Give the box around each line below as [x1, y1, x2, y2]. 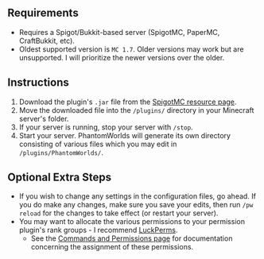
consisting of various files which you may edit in [18, 139, 177, 149]
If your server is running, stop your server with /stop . [18, 122, 193, 132]
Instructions [7, 75, 69, 90]
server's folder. [18, 114, 69, 123]
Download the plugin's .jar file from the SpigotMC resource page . [18, 97, 237, 106]
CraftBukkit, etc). [18, 36, 75, 45]
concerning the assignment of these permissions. [30, 242, 194, 252]
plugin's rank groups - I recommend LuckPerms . [18, 226, 178, 235]
